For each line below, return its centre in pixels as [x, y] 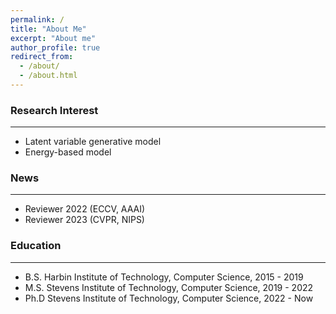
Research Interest [54, 110]
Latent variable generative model [93, 142]
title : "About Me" [48, 29]
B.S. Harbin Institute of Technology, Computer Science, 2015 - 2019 [164, 277]
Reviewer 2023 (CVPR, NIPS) [84, 220]
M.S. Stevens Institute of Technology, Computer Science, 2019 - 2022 [169, 287]
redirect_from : [42, 57]
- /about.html [48, 76]
